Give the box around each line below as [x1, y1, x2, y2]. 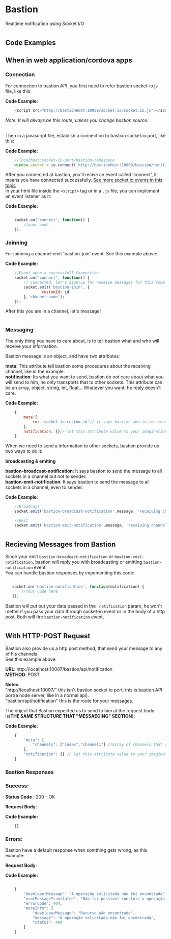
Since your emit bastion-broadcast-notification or [5, 553, 113, 560]
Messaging [5, 326, 34, 333]
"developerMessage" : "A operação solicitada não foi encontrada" [23, 892, 165, 897]
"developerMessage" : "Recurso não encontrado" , [32, 910, 136, 916]
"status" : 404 [32, 920, 63, 925]
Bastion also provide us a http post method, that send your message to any [5, 645, 163, 652]
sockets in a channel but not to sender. [5, 473, 87, 479]
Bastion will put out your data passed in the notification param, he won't [5, 603, 162, 609]
